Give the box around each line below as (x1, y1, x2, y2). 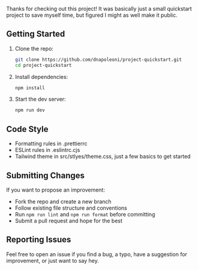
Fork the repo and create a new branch (14, 198, 112, 205)
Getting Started (6, 29, 65, 39)
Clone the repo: (14, 45, 54, 52)
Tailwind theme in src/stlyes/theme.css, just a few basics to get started (14, 153, 191, 160)
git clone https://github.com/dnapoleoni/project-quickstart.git (14, 57, 182, 63)
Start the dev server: (14, 96, 66, 103)
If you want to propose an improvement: (6, 186, 105, 193)
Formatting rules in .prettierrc (14, 140, 88, 147)
